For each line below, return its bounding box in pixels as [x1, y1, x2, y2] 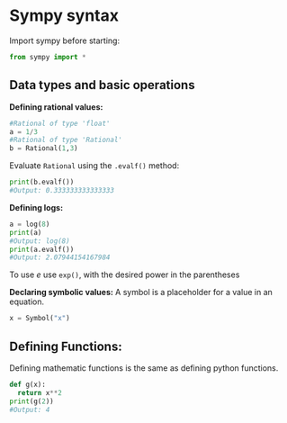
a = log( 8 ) [9, 220, 50, 229]
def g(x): [9, 380, 47, 389]
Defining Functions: [9, 338, 123, 354]
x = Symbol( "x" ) [9, 314, 70, 323]
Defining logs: [9, 202, 64, 212]
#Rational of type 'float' [9, 119, 111, 128]
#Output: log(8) [9, 236, 70, 246]
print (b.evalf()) [9, 177, 75, 187]
